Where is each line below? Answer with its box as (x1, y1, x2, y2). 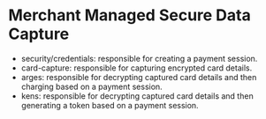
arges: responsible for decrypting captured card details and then (20, 71, 257, 82)
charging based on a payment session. (20, 81, 163, 92)
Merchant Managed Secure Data (8, 5, 251, 26)
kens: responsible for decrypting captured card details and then (20, 90, 254, 101)
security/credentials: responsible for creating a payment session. (20, 53, 258, 63)
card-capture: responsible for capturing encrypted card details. (20, 63, 253, 73)
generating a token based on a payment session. (20, 100, 200, 110)
